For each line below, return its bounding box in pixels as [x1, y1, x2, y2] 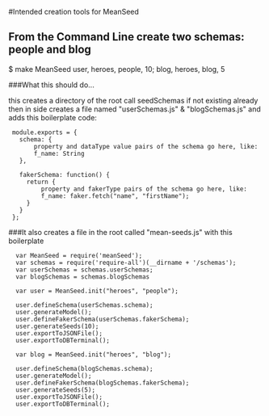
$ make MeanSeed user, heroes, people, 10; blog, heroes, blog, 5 [8, 64, 225, 74]
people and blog [8, 43, 91, 57]
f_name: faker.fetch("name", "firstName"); [40, 191, 190, 200]
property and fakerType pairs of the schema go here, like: [40, 185, 248, 193]
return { [26, 178, 57, 186]
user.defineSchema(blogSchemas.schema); [15, 364, 153, 372]
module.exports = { [11, 128, 78, 137]
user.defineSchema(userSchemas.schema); [15, 300, 153, 309]
